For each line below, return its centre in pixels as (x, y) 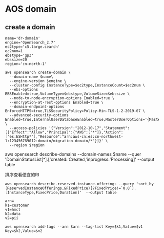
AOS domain (31, 9)
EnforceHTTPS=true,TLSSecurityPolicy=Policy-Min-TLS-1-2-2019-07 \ (75, 111)
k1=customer (17, 205)
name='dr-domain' (23, 38)
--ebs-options (24, 89)
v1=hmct (13, 210)
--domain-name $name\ (31, 77)
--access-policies (28, 128)
